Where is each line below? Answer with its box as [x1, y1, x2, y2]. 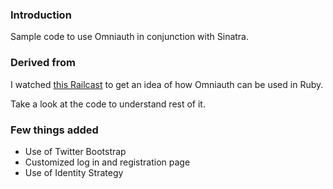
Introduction [10, 8, 72, 22]
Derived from [10, 56, 76, 70]
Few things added [10, 123, 99, 137]
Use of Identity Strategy [24, 166, 124, 178]
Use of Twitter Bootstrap [24, 145, 127, 157]
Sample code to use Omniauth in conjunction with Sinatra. [10, 31, 250, 43]
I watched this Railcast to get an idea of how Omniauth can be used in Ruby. [10, 78, 324, 90]
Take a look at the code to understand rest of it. [10, 98, 206, 110]
